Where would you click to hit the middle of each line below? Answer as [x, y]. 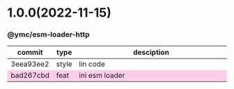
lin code [92, 64]
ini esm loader [102, 76]
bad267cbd [30, 76]
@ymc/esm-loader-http [49, 35]
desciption [151, 52]
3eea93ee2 [30, 64]
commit [30, 52]
